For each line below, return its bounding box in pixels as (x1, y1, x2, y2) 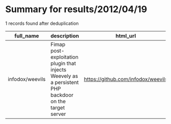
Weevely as (50, 72, 78, 79)
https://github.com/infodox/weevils (83, 75, 168, 82)
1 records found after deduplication (5, 20, 79, 26)
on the (50, 98, 66, 105)
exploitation (50, 53, 79, 60)
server (50, 110, 66, 117)
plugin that (50, 60, 76, 67)
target (50, 104, 65, 111)
